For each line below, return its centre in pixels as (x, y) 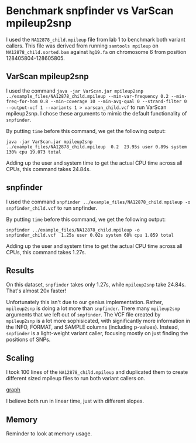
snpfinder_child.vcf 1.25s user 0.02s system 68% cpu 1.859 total (90, 235)
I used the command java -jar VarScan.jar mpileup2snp (75, 91)
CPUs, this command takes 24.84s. (49, 169)
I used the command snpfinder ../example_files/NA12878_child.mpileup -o (98, 202)
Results (20, 270)
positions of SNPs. (28, 340)
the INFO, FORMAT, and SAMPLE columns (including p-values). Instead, (93, 327)
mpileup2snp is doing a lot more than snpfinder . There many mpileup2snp (93, 308)
